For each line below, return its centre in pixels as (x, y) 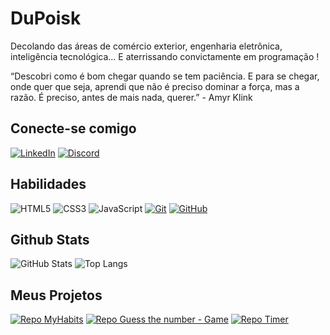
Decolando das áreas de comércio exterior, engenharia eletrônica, (146, 46)
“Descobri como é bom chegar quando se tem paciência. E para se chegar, (165, 76)
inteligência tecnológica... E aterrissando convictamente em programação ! (165, 56)
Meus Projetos (56, 295)
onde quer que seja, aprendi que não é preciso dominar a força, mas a (155, 86)
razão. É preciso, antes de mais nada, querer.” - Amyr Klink (131, 97)
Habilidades (48, 184)
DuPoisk (46, 18)
